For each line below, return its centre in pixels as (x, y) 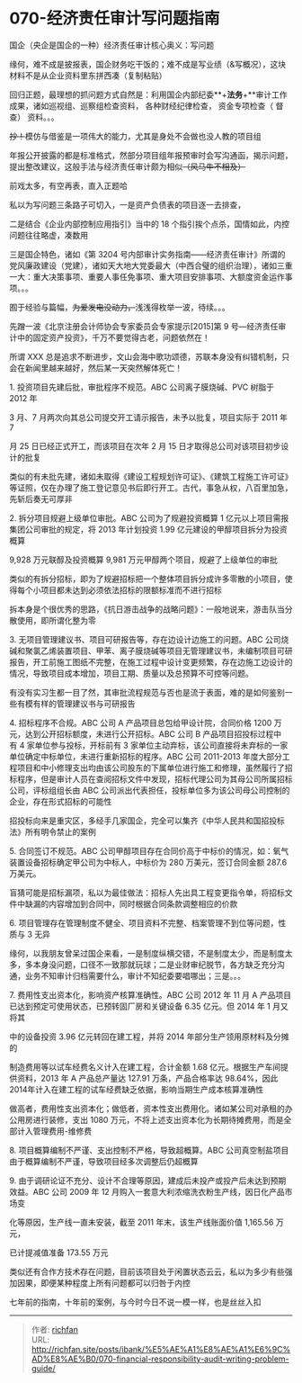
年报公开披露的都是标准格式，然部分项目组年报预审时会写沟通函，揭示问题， (151, 155)
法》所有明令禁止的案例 (53, 831)
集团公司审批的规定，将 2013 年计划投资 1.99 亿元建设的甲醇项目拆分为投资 (148, 529)
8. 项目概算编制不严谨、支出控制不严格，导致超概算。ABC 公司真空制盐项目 (149, 1150)
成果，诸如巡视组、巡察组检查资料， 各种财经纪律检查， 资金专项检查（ (142, 105)
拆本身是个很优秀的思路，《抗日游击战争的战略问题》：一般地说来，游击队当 (147, 609)
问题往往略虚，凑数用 (49, 235)
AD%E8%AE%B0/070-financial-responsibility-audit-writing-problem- (160, 1359)
